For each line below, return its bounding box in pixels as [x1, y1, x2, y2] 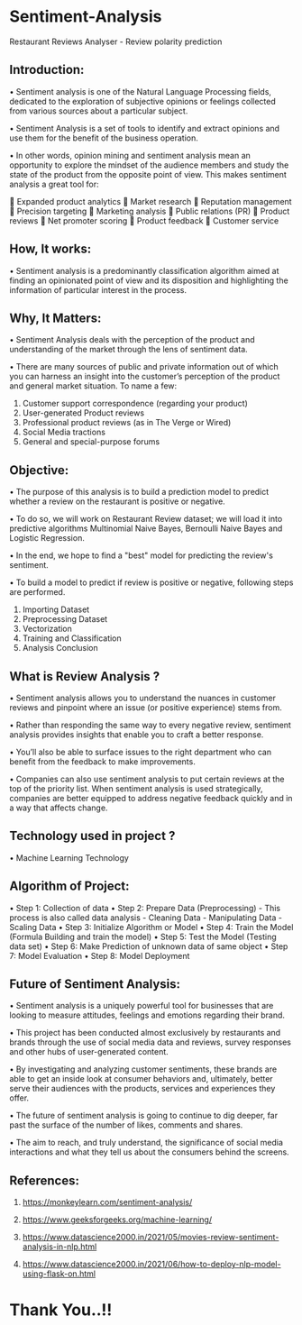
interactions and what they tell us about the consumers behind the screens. [9, 1147, 290, 1157]
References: [9, 1173, 79, 1188]
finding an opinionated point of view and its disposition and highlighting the [9, 275, 288, 286]
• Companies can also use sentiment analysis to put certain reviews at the [9, 773, 285, 784]
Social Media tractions [22, 426, 106, 438]
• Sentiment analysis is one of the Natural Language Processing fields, [9, 86, 272, 96]
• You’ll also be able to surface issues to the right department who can [9, 746, 272, 757]
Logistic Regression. [9, 533, 86, 544]
